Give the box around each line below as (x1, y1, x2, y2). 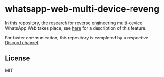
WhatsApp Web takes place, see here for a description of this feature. (5, 25, 147, 31)
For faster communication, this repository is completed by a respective (5, 35, 149, 40)
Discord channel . (5, 39, 40, 45)
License (5, 54, 30, 63)
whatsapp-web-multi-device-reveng (5, 3, 160, 15)
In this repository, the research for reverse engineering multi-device (5, 20, 143, 26)
